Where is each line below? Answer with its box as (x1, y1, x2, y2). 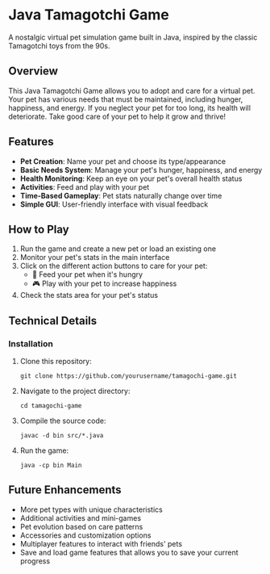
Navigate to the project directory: (19, 386, 131, 396)
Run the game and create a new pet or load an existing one (19, 244, 216, 253)
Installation (8, 337, 54, 349)
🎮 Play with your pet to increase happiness (31, 279, 177, 288)
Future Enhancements (8, 483, 123, 497)
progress (19, 555, 51, 566)
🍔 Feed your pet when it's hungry (31, 270, 143, 279)
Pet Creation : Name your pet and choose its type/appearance (19, 156, 226, 166)
